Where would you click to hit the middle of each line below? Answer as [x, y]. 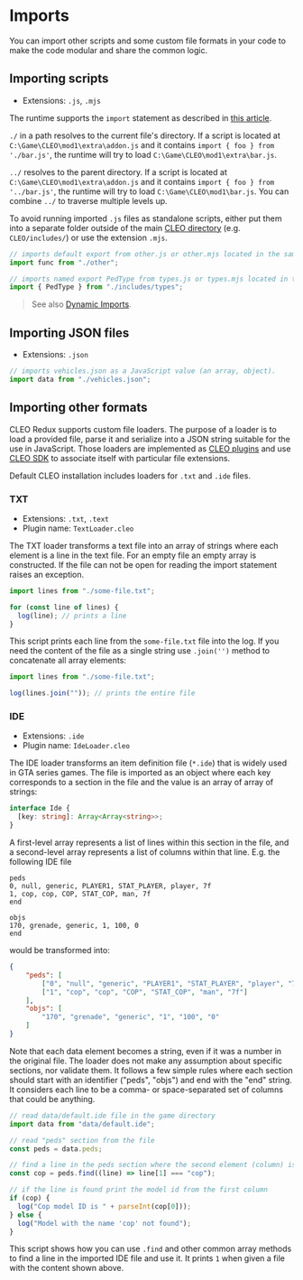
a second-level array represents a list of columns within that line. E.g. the [145, 852]
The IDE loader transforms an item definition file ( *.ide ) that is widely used [148, 763]
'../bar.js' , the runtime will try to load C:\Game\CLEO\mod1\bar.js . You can [149, 191]
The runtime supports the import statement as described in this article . [141, 117]
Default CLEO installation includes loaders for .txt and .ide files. [130, 476]
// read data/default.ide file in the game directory [113, 1116]
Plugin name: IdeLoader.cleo [76, 746]
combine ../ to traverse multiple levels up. [89, 200]
